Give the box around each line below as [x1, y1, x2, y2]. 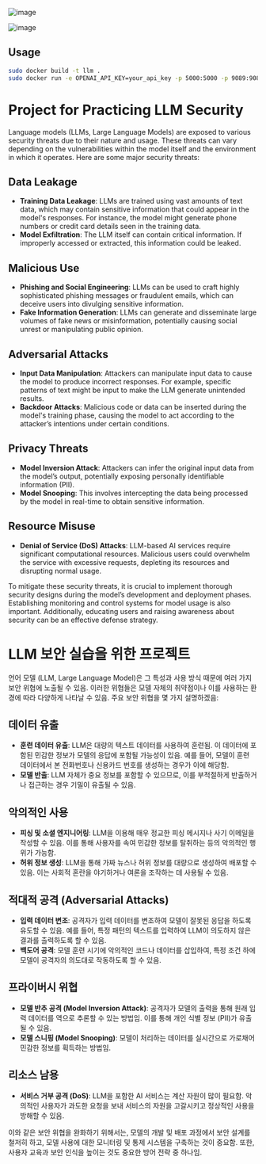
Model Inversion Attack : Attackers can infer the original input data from [19, 463, 255, 472]
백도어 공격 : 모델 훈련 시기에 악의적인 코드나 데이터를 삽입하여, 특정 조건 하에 [19, 945, 256, 955]
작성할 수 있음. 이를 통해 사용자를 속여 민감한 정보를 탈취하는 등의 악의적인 [19, 838, 248, 848]
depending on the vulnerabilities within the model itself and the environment [8, 143, 256, 154]
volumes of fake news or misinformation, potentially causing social [19, 316, 237, 326]
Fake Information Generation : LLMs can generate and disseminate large [19, 307, 257, 317]
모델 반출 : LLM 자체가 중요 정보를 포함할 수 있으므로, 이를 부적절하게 [19, 770, 230, 780]
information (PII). [19, 479, 75, 489]
